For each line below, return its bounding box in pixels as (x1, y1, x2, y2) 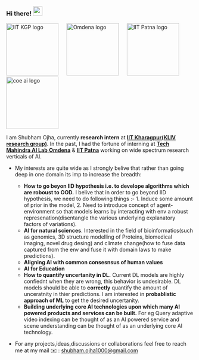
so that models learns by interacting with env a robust (56, 208, 188, 215)
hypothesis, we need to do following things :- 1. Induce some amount (23, 195, 193, 203)
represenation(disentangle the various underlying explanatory (23, 214, 176, 221)
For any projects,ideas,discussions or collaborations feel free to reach (14, 340, 186, 347)
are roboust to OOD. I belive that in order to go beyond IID (23, 189, 167, 196)
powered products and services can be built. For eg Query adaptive (23, 310, 194, 317)
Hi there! (6, 9, 32, 17)
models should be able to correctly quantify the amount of (23, 284, 168, 291)
